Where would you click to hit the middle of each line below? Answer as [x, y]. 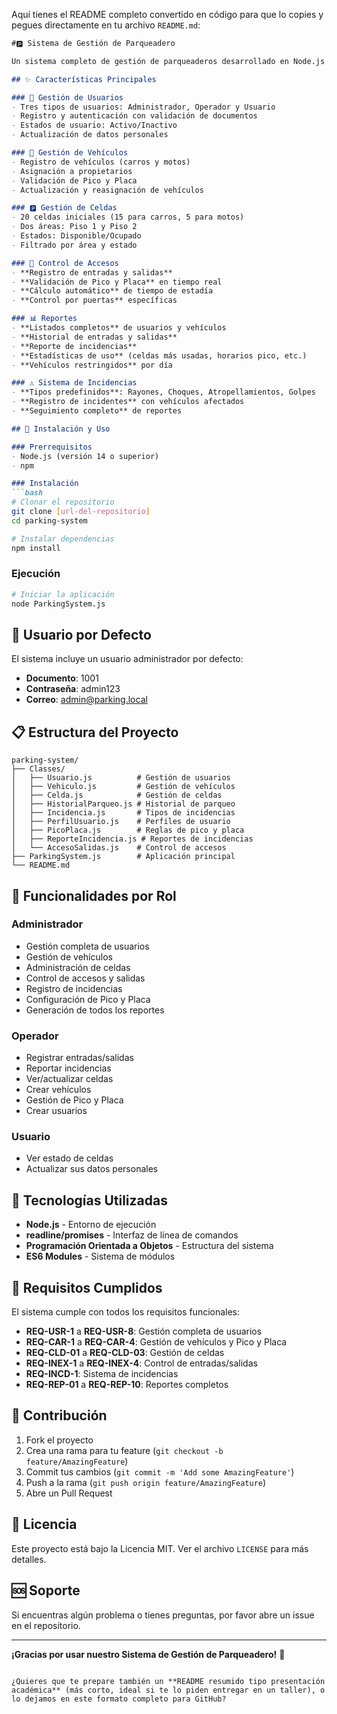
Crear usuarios [56, 1111]
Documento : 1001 [62, 678]
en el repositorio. [46, 1625]
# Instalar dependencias [63, 539]
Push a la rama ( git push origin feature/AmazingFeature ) [146, 1482]
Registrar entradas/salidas [79, 1058]
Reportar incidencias [68, 1068]
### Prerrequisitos [52, 447]
